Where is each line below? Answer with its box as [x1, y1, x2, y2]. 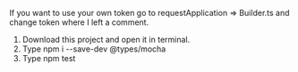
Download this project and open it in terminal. [21, 35, 191, 44]
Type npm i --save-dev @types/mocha [21, 44, 166, 54]
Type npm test [21, 53, 76, 63]
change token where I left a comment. [9, 17, 149, 28]
